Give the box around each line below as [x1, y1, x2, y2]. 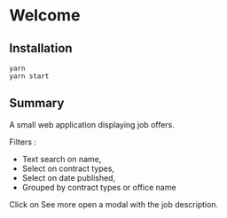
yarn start [9, 72, 50, 81]
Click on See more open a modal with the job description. [9, 199, 219, 209]
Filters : [9, 136, 37, 147]
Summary [9, 96, 65, 111]
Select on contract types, [21, 163, 115, 174]
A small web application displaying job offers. [9, 119, 176, 129]
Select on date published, [21, 172, 116, 183]
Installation [9, 41, 73, 56]
